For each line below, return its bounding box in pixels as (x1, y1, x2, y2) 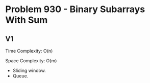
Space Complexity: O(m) (5, 58, 57, 64)
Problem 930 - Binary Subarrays (5, 4, 145, 15)
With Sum (5, 14, 48, 26)
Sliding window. (12, 67, 46, 73)
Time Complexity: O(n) (5, 48, 53, 54)
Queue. (12, 73, 29, 79)
